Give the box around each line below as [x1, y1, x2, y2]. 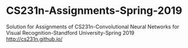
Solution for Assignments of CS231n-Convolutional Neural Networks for [6, 23, 180, 30]
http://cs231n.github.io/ [6, 35, 63, 42]
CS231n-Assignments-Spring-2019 [6, 4, 183, 17]
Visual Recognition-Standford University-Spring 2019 [6, 29, 135, 36]
